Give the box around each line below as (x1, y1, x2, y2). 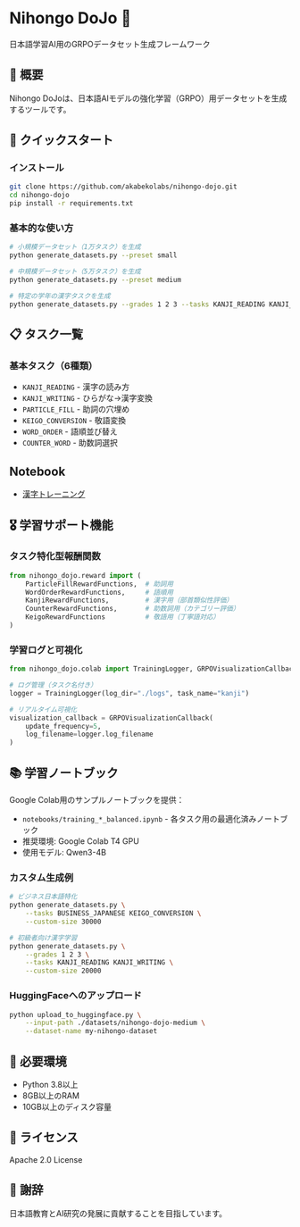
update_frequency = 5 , (25, 722, 102, 730)
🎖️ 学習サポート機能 (9, 517, 113, 532)
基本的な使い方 (9, 221, 74, 234)
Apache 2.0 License (9, 1154, 83, 1164)
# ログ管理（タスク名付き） (9, 680, 98, 690)
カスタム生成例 (9, 871, 74, 883)
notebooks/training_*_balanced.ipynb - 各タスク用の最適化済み (21, 814, 257, 824)
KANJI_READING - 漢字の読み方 (21, 381, 130, 392)
